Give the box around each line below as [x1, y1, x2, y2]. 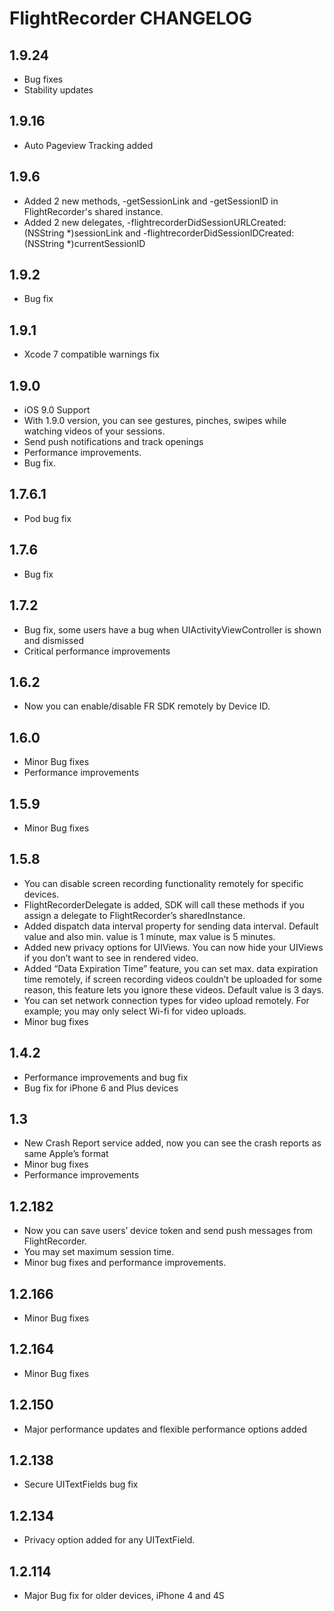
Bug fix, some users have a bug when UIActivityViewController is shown [23, 623, 322, 636]
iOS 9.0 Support [23, 404, 91, 416]
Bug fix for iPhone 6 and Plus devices [23, 1082, 179, 1094]
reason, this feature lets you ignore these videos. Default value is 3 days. [23, 983, 324, 996]
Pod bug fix [23, 512, 72, 524]
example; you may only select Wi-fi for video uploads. [23, 1005, 247, 1017]
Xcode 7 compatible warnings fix [23, 348, 161, 361]
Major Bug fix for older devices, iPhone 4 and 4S [23, 1590, 225, 1602]
